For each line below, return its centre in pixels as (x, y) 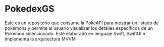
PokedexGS (30, 9)
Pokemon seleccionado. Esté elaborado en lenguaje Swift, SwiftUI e (75, 33)
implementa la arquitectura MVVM (40, 39)
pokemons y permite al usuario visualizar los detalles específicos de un (79, 28)
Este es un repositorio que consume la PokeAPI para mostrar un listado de (82, 23)
